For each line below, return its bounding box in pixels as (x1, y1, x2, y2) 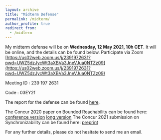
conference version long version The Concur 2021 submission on (5, 114, 140, 120)
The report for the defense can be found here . (5, 99, 100, 105)
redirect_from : (5, 26, 37, 31)
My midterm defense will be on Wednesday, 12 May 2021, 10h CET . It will (5, 44, 157, 50)
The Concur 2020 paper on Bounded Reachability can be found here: (5, 109, 148, 115)
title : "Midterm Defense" (5, 12, 59, 17)
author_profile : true (5, 21, 50, 26)
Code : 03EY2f (5, 90, 36, 95)
